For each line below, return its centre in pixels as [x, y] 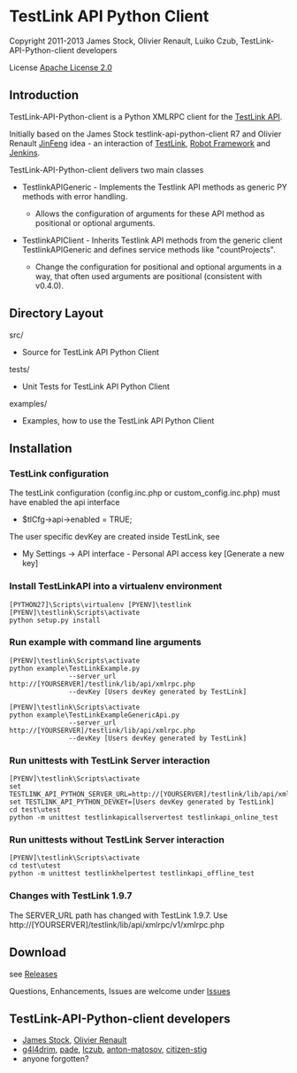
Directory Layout [57, 313]
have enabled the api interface [65, 502]
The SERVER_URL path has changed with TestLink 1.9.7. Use [118, 915]
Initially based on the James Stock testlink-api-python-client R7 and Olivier [145, 134]
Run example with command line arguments [105, 642]
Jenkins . [25, 152]
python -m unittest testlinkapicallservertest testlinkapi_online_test [144, 818]
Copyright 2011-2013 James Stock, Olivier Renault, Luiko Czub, [124, 41]
